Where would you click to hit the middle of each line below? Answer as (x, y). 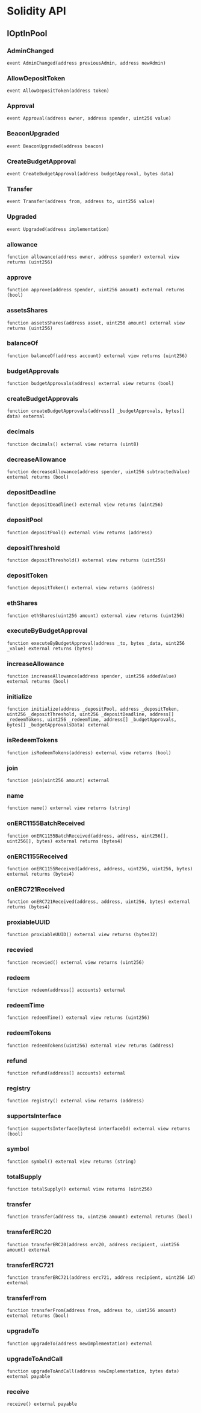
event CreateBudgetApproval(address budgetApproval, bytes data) (90, 174)
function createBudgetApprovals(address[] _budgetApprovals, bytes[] (96, 411)
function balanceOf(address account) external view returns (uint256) (97, 356)
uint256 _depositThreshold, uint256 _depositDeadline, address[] (90, 714)
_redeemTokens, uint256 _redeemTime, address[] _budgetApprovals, (92, 720)
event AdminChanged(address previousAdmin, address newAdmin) (86, 63)
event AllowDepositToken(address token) (58, 91)
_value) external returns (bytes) (50, 648)
